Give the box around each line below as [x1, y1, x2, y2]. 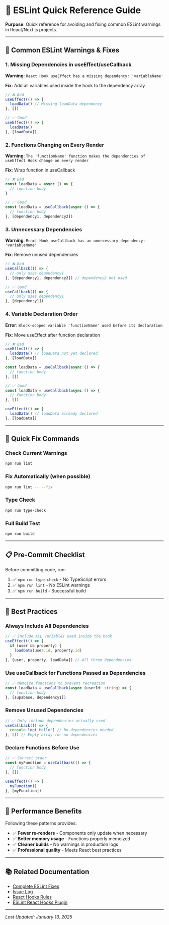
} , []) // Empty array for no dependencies [5, 732, 98, 737]
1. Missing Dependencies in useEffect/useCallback [5, 61, 132, 68]
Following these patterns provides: [5, 820, 77, 827]
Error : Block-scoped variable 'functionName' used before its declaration [5, 322, 163, 328]
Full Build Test [5, 520, 40, 527]
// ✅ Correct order [5, 755, 47, 761]
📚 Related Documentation [5, 867, 90, 876]
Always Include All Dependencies [5, 622, 89, 629]
